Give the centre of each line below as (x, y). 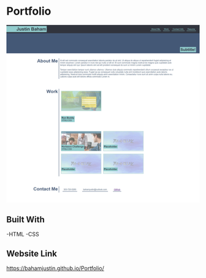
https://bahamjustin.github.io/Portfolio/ (55, 268)
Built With (25, 220)
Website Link (32, 253)
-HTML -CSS (23, 235)
